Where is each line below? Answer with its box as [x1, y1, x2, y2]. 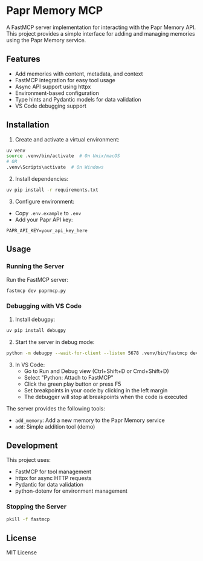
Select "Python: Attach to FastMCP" [24, 374, 114, 381]
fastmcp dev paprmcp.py [6, 288, 66, 294]
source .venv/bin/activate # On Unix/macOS [6, 153, 120, 159]
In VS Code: [14, 361, 45, 368]
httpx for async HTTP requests [14, 475, 92, 482]
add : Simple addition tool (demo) [14, 423, 95, 430]
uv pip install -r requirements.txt [6, 187, 98, 193]
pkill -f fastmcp [6, 516, 50, 522]
